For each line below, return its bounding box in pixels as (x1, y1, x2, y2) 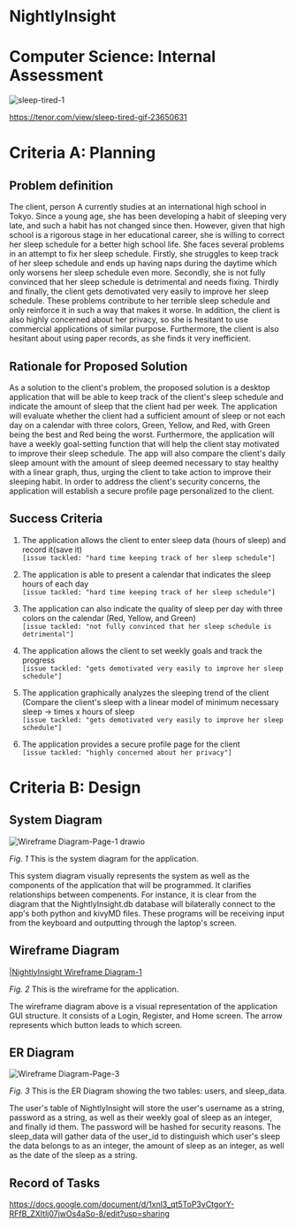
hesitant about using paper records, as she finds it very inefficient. (9, 334, 252, 344)
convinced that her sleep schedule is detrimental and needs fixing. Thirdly (9, 277, 279, 288)
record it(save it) (21, 544, 82, 555)
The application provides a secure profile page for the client (21, 739, 240, 749)
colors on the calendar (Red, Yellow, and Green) (21, 612, 196, 623)
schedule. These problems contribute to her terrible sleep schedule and (9, 295, 271, 306)
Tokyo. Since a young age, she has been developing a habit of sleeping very (9, 211, 287, 222)
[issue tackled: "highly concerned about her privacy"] (21, 748, 232, 757)
